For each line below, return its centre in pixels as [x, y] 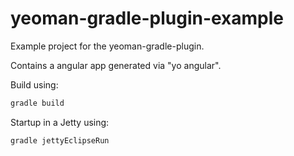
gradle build [37, 103]
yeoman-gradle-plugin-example [147, 18]
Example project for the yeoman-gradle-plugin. [107, 46]
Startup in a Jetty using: [60, 122]
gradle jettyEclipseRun [60, 140]
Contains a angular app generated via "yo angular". [116, 65]
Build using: [34, 84]
